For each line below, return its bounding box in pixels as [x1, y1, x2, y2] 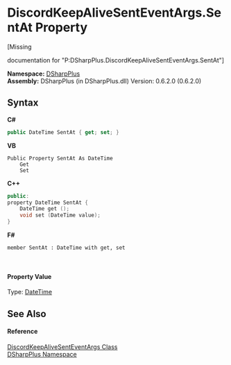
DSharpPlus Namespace [7, 350, 78, 358]
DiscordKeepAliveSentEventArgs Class [7, 342, 118, 351]
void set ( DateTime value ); [19, 212, 101, 219]
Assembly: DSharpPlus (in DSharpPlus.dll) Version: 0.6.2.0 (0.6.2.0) [7, 76, 202, 85]
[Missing [7, 42, 33, 51]
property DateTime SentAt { [7, 199, 89, 206]
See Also [7, 307, 46, 320]
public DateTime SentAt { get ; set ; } [7, 128, 119, 136]
